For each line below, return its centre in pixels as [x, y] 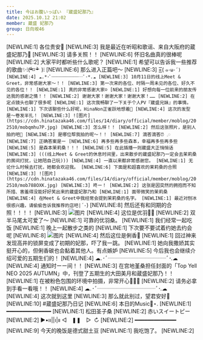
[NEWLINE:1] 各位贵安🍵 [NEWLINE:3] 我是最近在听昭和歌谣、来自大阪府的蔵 [101, 47]
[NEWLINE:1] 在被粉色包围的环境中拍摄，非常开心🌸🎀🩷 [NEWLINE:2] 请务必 [99, 281]
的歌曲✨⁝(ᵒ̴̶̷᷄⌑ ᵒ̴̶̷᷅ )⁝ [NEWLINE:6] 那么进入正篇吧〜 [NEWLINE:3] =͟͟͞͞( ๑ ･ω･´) [94, 70]
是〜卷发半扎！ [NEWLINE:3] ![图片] [48, 116]
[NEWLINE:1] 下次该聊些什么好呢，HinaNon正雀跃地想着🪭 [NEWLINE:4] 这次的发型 [98, 109]
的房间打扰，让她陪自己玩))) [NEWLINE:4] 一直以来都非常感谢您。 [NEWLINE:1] [96, 161]
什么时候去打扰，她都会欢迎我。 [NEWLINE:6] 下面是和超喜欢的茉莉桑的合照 [94, 168]
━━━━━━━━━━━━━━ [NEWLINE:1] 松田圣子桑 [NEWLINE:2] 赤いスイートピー [98, 311]
